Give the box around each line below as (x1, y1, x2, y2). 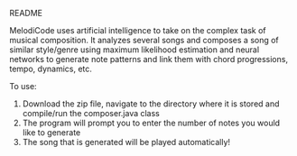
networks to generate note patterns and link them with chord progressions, (9, 54, 289, 64)
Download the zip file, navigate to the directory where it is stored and (22, 98, 280, 109)
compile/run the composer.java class (22, 108, 161, 118)
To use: (9, 81, 38, 91)
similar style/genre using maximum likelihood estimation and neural (9, 44, 260, 55)
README (9, 8, 43, 18)
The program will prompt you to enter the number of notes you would (22, 117, 281, 128)
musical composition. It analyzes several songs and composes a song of (9, 35, 280, 45)
